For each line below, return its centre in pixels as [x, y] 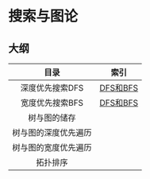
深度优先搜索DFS [52, 88]
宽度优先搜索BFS [52, 103]
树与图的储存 [52, 118]
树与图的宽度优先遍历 [52, 148]
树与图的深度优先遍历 [52, 132]
